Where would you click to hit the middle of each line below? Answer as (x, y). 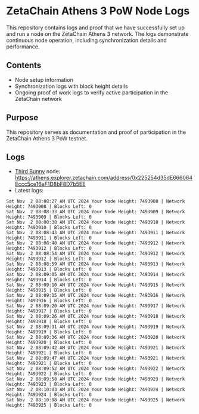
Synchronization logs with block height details (71, 86)
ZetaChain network (38, 99)
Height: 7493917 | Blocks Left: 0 (49, 311)
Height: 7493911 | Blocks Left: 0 (49, 238)
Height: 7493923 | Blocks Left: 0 (49, 384)
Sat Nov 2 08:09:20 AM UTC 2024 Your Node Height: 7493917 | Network (96, 306)
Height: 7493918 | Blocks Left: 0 (49, 322)
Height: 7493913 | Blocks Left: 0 (49, 269)
